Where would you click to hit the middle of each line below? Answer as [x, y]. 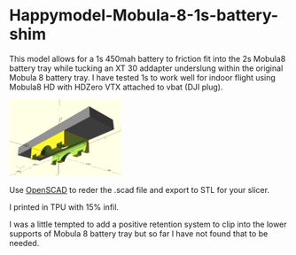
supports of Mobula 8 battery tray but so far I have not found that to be [139, 234]
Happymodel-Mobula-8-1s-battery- [144, 15]
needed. [24, 243]
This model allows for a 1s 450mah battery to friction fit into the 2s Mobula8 [148, 58]
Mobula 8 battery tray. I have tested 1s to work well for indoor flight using [143, 77]
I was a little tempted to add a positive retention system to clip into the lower [148, 224]
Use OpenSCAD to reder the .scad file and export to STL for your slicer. [140, 190]
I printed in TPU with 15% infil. [64, 207]
